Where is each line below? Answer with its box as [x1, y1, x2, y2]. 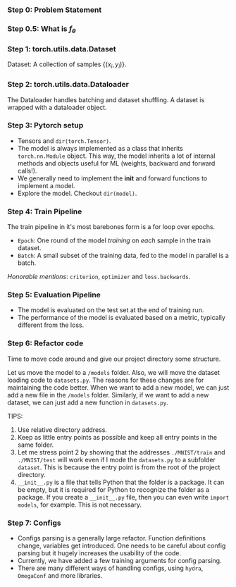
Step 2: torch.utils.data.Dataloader [7, 80, 129, 89]
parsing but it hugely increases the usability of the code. [17, 548, 182, 557]
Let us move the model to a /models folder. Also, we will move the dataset [7, 368, 221, 376]
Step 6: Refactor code [7, 338, 84, 348]
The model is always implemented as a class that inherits [17, 144, 183, 152]
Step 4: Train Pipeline [7, 206, 82, 216]
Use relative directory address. [17, 425, 108, 434]
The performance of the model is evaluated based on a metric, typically [17, 314, 225, 322]
